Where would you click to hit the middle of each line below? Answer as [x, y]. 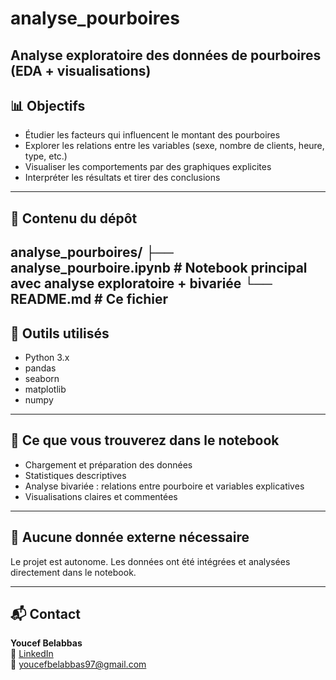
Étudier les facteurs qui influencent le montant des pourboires [152, 135]
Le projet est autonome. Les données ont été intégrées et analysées [150, 561]
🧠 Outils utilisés [60, 333]
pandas [40, 368]
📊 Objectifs [48, 105]
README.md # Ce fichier [89, 299]
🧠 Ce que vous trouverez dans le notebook [145, 440]
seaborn [42, 378]
